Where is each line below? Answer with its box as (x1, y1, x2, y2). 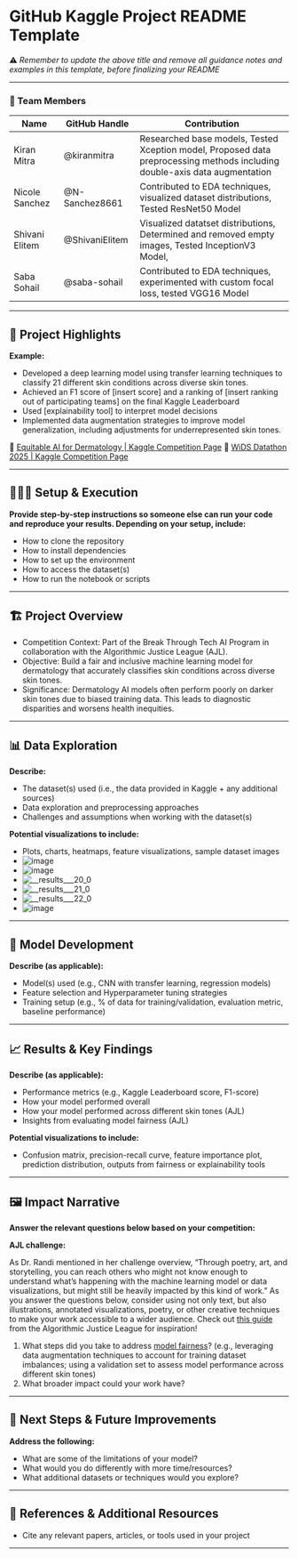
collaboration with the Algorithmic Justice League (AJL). (21, 646, 228, 657)
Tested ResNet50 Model (139, 203, 241, 215)
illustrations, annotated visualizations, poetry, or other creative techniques (9, 1304, 280, 1314)
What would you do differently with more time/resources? (21, 1462, 232, 1473)
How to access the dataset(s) (21, 563, 130, 575)
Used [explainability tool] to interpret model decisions (21, 406, 218, 416)
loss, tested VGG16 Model (139, 287, 250, 300)
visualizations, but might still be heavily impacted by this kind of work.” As (9, 1285, 279, 1296)
